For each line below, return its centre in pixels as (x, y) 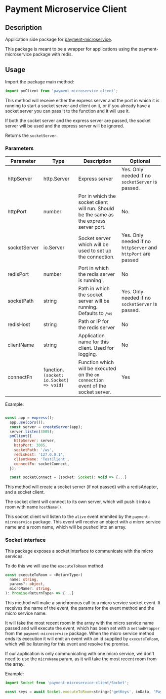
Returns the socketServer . (31, 135)
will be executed (97, 368)
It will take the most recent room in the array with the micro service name (80, 623)
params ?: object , (27, 584)
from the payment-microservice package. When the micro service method (80, 634)
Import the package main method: (40, 82)
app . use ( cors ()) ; (27, 422)
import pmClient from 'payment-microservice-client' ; (62, 91)
